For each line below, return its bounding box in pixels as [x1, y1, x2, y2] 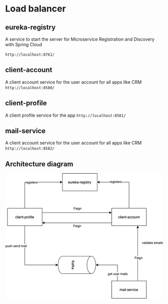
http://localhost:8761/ [5, 52, 55, 57]
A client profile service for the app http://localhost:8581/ [5, 112, 126, 118]
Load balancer [5, 3, 66, 15]
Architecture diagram [5, 160, 73, 168]
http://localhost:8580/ [5, 85, 55, 90]
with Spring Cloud [5, 42, 42, 48]
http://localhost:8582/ [5, 146, 55, 151]
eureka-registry [5, 23, 56, 32]
